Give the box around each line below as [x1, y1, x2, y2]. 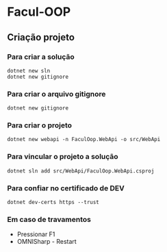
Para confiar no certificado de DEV [7, 183, 125, 192]
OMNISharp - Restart [16, 238, 77, 246]
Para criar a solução [7, 52, 75, 62]
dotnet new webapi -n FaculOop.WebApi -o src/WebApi [7, 136, 161, 143]
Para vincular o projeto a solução [7, 152, 118, 162]
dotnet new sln [7, 67, 51, 74]
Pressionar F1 [16, 230, 55, 238]
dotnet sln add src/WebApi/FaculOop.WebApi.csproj [7, 167, 155, 175]
